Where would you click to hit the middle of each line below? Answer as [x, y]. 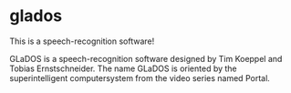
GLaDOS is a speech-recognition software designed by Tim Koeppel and [146, 58]
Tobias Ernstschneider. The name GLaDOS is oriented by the [123, 68]
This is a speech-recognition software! [82, 41]
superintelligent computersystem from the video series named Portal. [140, 77]
